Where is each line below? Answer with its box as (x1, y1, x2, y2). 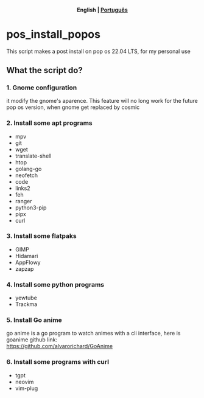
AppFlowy (15, 259, 41, 266)
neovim (15, 378, 34, 385)
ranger (15, 197, 32, 204)
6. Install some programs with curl (6, 358, 110, 366)
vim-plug (15, 385, 38, 392)
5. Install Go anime (6, 316, 62, 324)
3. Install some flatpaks (6, 232, 77, 240)
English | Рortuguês (77, 6, 128, 13)
